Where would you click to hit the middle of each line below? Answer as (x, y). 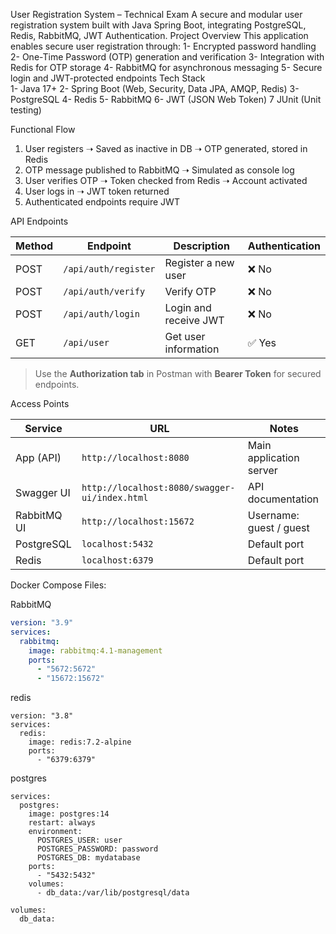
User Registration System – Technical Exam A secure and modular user (156, 14)
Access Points (40, 403)
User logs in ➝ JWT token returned (97, 191)
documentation (283, 499)
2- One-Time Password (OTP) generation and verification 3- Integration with (167, 57)
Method (34, 246)
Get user (185, 336)
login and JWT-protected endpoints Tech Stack (108, 78)
